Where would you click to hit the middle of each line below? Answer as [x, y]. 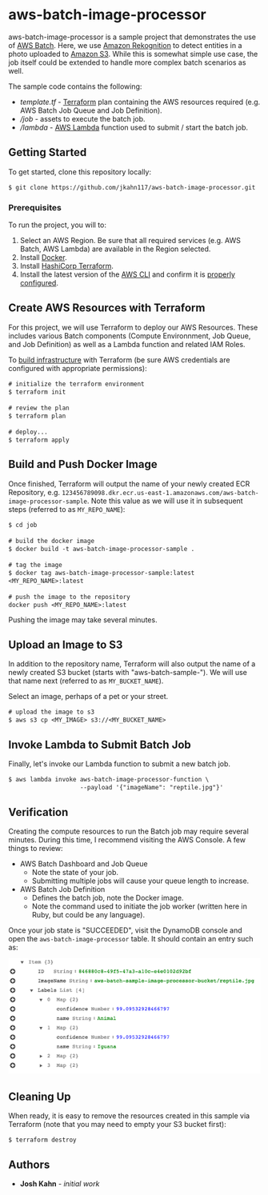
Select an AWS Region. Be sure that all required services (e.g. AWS [130, 241]
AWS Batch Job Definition [62, 889]
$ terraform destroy [43, 1140]
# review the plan [39, 408]
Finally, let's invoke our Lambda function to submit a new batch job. [119, 764]
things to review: [36, 849]
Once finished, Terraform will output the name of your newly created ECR [129, 484]
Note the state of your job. [75, 873]
